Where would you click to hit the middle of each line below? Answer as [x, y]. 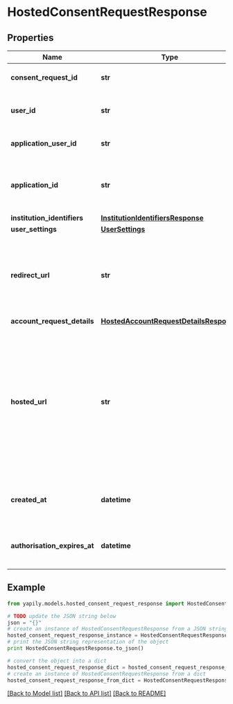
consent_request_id [44, 77]
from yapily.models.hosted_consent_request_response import [96, 603]
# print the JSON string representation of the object [88, 642]
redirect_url [30, 275]
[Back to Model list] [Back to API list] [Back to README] [87, 694]
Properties [31, 38]
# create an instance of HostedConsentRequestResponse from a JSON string [118, 629]
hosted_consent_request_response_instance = [72, 635]
